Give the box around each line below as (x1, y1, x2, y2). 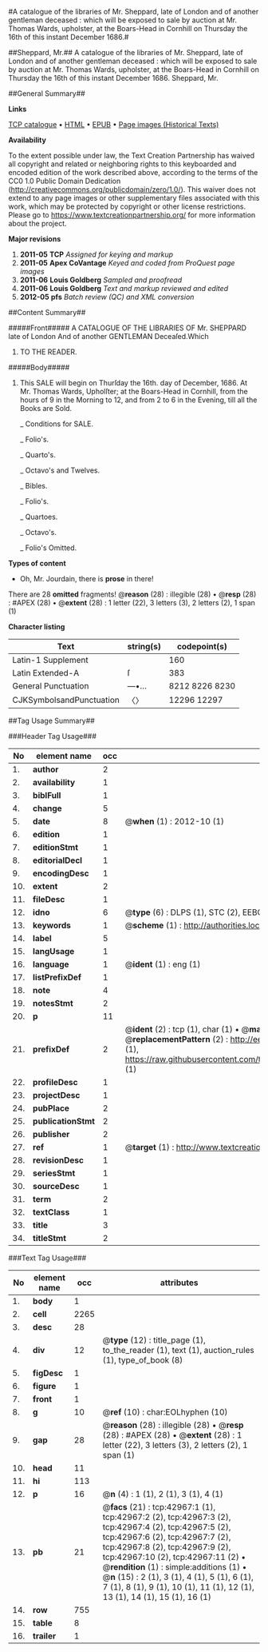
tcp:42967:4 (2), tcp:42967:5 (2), (102, 1522, 231, 1532)
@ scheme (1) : (124, 920, 182, 931)
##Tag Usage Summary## (8, 716, 96, 725)
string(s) (127, 641, 162, 652)
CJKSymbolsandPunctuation (12, 695, 120, 705)
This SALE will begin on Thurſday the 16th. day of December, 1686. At (19, 378, 248, 387)
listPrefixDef (33, 972, 82, 983)
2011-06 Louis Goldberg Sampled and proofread (19, 275, 183, 285)
